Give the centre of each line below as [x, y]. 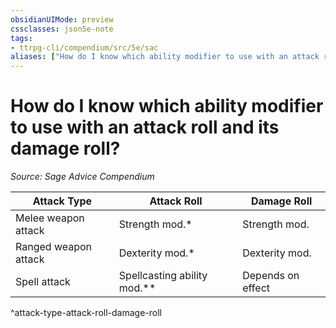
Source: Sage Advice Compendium [82, 177]
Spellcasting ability [163, 276]
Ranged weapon [54, 247]
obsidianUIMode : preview [62, 19]
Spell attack [43, 282]
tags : [21, 38]
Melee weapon [50, 218]
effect [256, 288]
